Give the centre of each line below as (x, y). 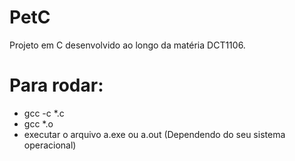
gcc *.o (38, 123)
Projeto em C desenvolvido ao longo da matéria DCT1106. (127, 45)
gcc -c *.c (44, 113)
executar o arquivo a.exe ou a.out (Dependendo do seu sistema (154, 134)
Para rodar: (56, 85)
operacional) (50, 145)
